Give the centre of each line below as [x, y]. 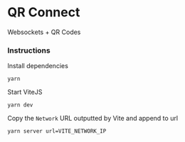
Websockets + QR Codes [44, 32]
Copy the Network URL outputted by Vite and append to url [93, 119]
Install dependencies [38, 66]
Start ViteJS [25, 92]
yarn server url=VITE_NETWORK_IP [57, 131]
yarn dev [20, 105]
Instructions [29, 50]
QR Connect [44, 12]
